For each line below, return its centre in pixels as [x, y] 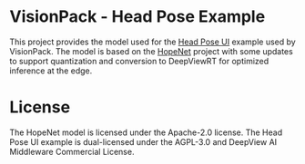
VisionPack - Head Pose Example [137, 17]
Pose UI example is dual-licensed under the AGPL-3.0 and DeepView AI [143, 141]
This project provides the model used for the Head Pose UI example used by [152, 42]
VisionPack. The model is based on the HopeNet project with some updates [151, 51]
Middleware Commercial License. [72, 151]
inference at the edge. [51, 71]
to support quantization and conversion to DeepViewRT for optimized [139, 61]
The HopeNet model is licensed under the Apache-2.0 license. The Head [146, 132]
